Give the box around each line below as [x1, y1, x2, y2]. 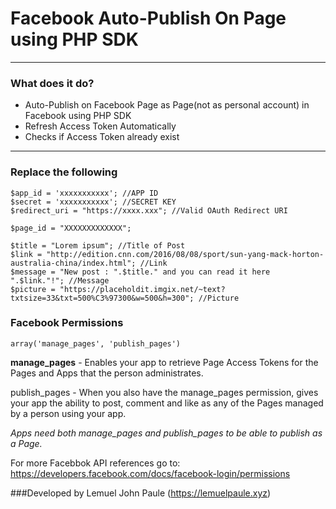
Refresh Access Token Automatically [24, 120, 177, 132]
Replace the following [10, 165, 118, 179]
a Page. [10, 437, 43, 449]
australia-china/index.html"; [10, 258, 137, 268]
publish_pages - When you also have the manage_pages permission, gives [10, 386, 319, 398]
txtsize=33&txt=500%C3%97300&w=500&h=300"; [10, 293, 195, 303]
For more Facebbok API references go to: [10, 457, 181, 469]
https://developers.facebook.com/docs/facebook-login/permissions [10, 467, 291, 479]
